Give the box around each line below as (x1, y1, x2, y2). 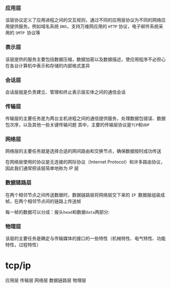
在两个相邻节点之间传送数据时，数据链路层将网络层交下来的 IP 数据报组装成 (5, 191, 165, 198)
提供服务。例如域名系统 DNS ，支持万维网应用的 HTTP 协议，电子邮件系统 (9, 23, 159, 29)
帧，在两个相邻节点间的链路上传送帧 (5, 198, 81, 204)
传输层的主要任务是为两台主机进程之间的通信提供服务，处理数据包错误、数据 (5, 115, 166, 121)
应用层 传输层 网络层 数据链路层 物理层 (5, 277, 87, 283)
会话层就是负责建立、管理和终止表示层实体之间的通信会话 (5, 89, 126, 95)
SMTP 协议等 (15, 29, 41, 36)
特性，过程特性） (5, 242, 41, 248)
